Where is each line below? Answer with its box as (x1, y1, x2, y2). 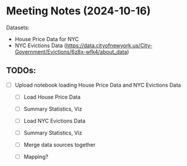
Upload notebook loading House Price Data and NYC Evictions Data (14, 81, 182, 88)
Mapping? (23, 153, 49, 161)
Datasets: (6, 24, 30, 31)
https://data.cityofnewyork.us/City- (66, 42, 153, 49)
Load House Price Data (23, 93, 81, 100)
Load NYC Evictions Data (23, 117, 86, 124)
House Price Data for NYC (14, 35, 79, 42)
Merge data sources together (23, 142, 96, 149)
